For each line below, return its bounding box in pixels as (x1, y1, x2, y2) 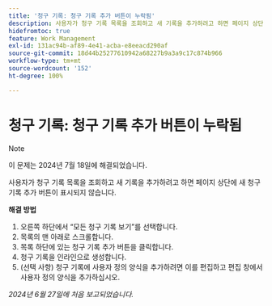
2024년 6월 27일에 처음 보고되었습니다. (8, 289, 134, 299)
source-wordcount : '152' (8, 65, 92, 73)
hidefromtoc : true (8, 27, 70, 35)
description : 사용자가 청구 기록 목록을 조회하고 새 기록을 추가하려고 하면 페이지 (8, 19, 249, 27)
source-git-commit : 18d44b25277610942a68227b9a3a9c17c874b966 (8, 49, 223, 57)
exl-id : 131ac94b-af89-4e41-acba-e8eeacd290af (8, 42, 168, 50)
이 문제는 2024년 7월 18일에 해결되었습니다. (8, 160, 147, 170)
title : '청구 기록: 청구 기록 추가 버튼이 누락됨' (8, 11, 155, 20)
